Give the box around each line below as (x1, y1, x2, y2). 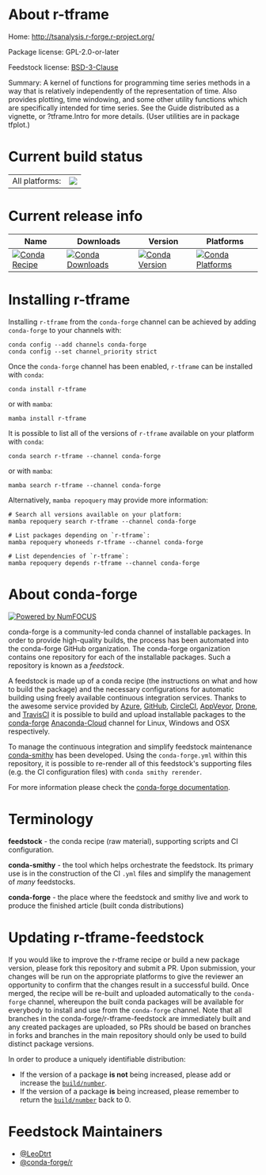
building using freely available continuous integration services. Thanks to (8, 692, 247, 702)
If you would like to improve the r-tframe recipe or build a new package (8, 955, 240, 964)
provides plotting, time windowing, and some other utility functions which (8, 94, 248, 104)
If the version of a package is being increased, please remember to (19, 1086, 239, 1096)
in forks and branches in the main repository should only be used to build (8, 1030, 247, 1040)
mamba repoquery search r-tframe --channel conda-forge (8, 517, 196, 525)
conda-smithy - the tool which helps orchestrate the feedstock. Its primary (8, 860, 254, 869)
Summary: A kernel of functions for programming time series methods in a (8, 78, 251, 87)
